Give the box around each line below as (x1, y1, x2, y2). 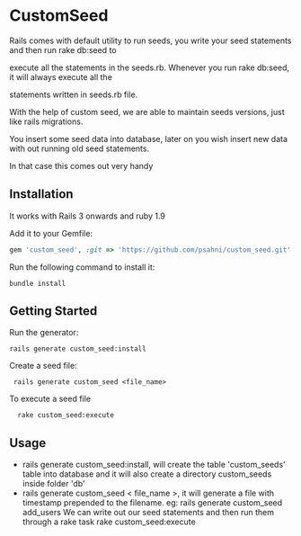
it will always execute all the (9, 71, 112, 82)
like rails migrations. (9, 116, 84, 127)
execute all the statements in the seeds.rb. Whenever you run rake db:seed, (9, 62, 290, 73)
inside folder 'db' (22, 478, 85, 489)
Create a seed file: (9, 361, 78, 371)
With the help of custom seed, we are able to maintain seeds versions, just (9, 106, 285, 117)
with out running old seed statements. (9, 143, 150, 154)
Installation (9, 186, 74, 202)
